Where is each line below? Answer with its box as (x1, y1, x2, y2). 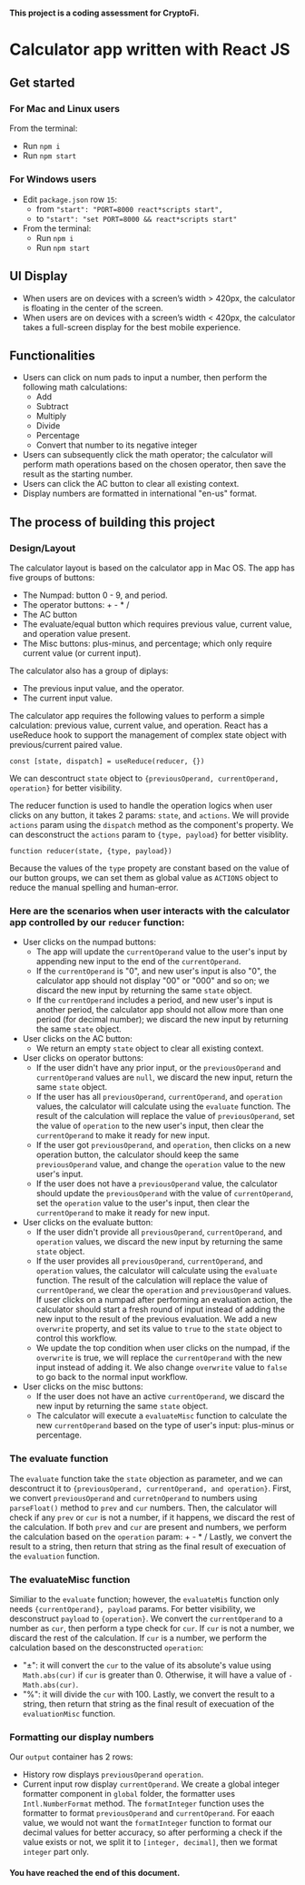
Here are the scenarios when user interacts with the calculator (9, 905, 290, 917)
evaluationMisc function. (22, 1708, 116, 1719)
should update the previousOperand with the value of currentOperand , (35, 1188, 293, 1199)
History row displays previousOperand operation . (22, 1769, 204, 1780)
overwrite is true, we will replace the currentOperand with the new (35, 1352, 283, 1364)
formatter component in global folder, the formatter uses (22, 1789, 236, 1799)
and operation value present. (22, 629, 131, 640)
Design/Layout (9, 541, 76, 554)
